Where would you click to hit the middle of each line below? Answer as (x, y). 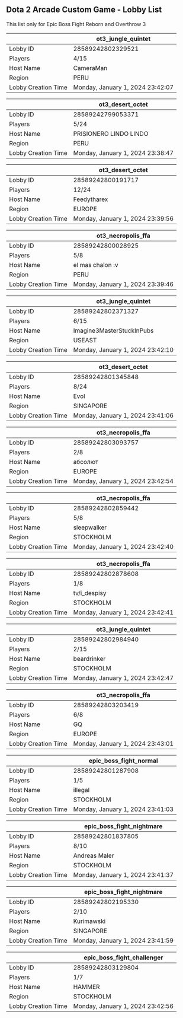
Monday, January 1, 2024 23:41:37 (123, 874)
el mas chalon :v (96, 265)
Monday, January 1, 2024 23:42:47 (123, 677)
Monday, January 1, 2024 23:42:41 (123, 612)
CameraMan (90, 68)
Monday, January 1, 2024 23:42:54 (123, 481)
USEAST (85, 340)
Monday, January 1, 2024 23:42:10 (123, 349)
